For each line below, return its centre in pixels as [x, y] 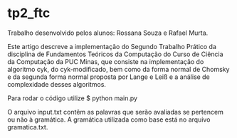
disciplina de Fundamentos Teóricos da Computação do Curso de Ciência [115, 54]
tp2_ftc [29, 13]
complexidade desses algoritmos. [57, 84]
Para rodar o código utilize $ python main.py [72, 98]
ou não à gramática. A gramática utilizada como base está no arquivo [109, 120]
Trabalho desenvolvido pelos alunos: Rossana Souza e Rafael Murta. [108, 33]
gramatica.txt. [28, 127]
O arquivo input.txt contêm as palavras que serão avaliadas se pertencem [116, 112]
